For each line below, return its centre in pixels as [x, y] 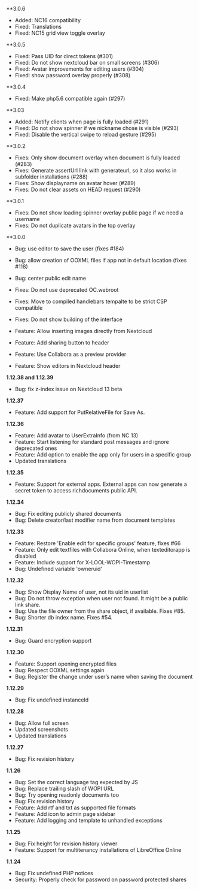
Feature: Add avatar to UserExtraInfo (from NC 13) [76, 436]
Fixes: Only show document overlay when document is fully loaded [97, 158]
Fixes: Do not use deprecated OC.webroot [67, 290]
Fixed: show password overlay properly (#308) [73, 75]
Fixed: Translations [38, 27]
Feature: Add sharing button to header [62, 343]
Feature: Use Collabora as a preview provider [71, 354]
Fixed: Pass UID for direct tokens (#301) [64, 56]
